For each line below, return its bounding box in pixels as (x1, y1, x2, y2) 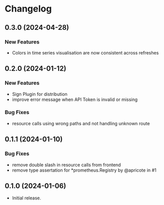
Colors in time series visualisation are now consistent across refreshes (12, 49, 159, 56)
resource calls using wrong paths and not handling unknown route (12, 120, 150, 126)
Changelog (5, 3, 52, 15)
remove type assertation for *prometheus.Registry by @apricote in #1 (12, 167, 157, 173)
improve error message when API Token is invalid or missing (12, 96, 138, 102)
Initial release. (12, 195, 41, 201)
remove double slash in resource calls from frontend (12, 162, 121, 168)
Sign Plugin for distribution (12, 91, 68, 97)
